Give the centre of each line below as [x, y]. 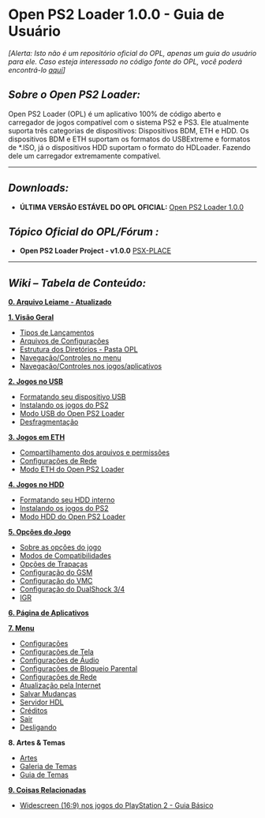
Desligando [38, 727]
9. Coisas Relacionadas [47, 790]
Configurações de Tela [57, 652]
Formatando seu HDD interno [67, 500]
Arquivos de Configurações [64, 341]
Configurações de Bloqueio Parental [78, 669]
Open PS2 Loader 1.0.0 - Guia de [116, 15]
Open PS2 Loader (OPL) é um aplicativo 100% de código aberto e [115, 114]
